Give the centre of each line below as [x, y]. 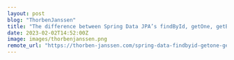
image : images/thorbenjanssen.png [57, 39]
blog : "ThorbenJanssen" [42, 20]
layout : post [26, 13]
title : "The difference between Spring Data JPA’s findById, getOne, [110, 26]
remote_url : [24, 46]
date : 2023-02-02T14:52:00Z [48, 33]
